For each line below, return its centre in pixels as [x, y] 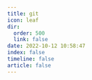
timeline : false [31, 59]
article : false [29, 65]
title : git [23, 14]
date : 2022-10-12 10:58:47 [46, 46]
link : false [31, 40]
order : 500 [29, 33]
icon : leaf [23, 20]
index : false [26, 53]
